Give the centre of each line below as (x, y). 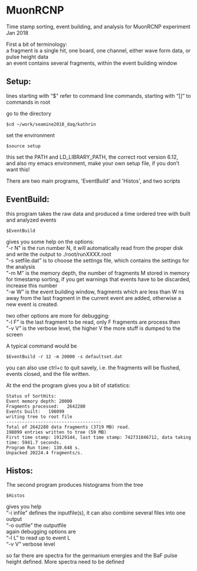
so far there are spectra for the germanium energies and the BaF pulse (92, 556)
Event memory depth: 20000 (39, 401)
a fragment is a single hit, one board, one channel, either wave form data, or (98, 50)
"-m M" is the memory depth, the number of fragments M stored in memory (98, 273)
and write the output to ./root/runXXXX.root (59, 254)
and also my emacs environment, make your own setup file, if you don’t (93, 163)
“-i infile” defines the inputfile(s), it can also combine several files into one (96, 513)
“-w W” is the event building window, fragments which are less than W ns (95, 292)
